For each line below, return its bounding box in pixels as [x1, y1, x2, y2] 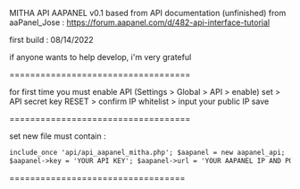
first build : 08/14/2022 [9, 35, 94, 45]
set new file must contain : [9, 131, 106, 142]
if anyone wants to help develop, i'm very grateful [9, 52, 192, 62]
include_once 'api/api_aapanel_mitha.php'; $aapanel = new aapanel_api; [9, 148, 286, 157]
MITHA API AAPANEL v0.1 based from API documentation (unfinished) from [9, 8, 287, 18]
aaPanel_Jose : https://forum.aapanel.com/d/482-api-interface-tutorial [9, 17, 271, 28]
